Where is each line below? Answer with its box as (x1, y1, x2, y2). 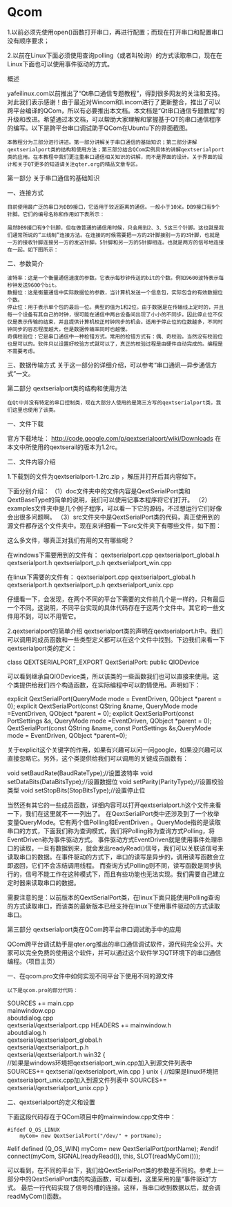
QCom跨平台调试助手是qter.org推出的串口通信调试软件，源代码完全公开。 (7, 940, 217, 948)
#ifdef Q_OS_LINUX (7, 1126, 60, 1133)
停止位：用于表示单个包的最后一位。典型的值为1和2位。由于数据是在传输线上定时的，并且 (7, 303, 224, 311)
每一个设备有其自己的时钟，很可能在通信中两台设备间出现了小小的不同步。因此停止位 (7, 311, 213, 318)
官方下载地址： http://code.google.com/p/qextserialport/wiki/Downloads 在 (7, 434, 222, 442)
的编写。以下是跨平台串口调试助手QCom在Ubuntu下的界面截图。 (7, 124, 191, 132)
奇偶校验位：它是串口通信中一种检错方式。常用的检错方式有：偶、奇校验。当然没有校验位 (7, 333, 223, 340)
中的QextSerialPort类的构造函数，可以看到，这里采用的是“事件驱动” (19, 1175, 211, 1183)
